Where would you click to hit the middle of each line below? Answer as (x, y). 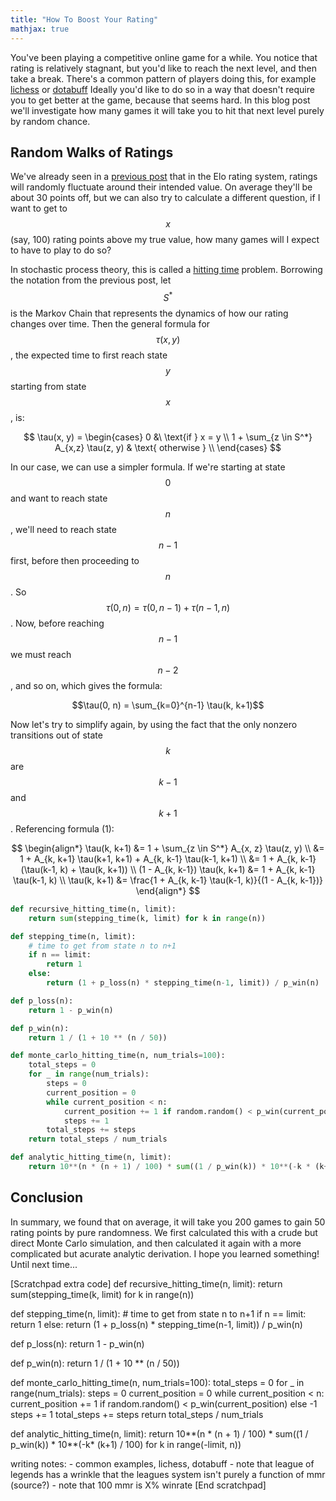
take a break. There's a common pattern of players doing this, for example (163, 78)
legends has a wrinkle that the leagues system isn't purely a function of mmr (168, 1474)
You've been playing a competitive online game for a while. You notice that (164, 57)
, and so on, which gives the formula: (86, 685)
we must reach (41, 654)
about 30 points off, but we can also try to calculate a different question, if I (165, 198)
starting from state (48, 386)
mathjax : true (40, 29)
